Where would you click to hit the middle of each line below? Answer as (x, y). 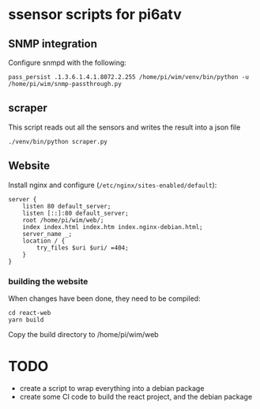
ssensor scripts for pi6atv (95, 15)
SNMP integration (53, 44)
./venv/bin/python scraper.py (58, 141)
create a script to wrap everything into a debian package (112, 388)
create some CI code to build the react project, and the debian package (136, 396)
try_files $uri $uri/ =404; (83, 248)
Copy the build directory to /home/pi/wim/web (84, 334)
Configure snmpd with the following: (67, 62)
